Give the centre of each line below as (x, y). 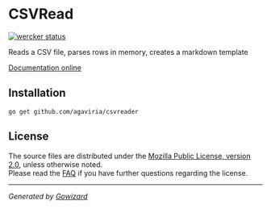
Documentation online (45, 67)
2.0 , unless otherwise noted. (56, 164)
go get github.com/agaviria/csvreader (73, 111)
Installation (37, 93)
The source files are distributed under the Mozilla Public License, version (129, 156)
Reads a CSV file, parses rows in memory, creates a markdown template (128, 52)
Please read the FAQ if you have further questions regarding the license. (128, 173)
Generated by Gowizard (48, 196)
